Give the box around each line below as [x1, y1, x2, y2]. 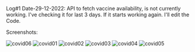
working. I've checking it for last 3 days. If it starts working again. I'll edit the [6, 11, 190, 18]
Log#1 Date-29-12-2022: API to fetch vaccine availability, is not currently [6, 5, 181, 12]
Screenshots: [6, 29, 38, 36]
